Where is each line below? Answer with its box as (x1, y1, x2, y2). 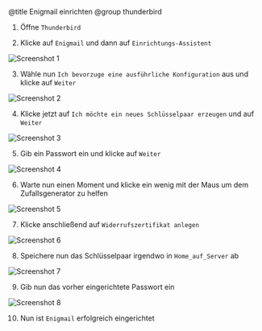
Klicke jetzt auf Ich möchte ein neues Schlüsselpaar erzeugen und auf (19, 109, 255, 118)
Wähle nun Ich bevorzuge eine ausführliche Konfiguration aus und (19, 69, 248, 79)
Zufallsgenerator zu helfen (19, 188, 109, 198)
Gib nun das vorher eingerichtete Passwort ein (19, 282, 175, 292)
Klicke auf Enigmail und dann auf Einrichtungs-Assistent (19, 38, 212, 48)
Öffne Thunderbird (19, 23, 81, 31)
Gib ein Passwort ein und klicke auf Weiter (19, 149, 161, 158)
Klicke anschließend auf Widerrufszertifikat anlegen (19, 220, 200, 229)
